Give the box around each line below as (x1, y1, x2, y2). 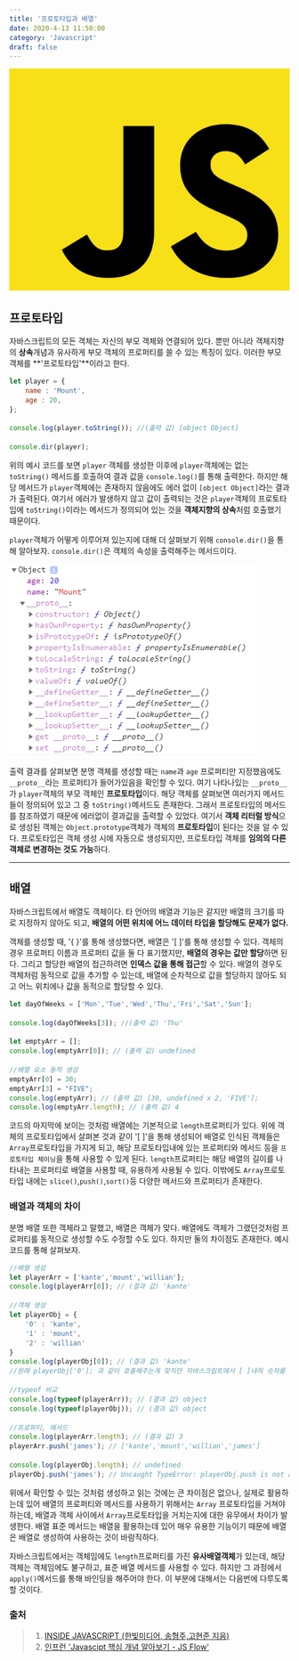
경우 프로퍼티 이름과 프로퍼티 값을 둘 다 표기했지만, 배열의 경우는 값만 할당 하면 (9, 947, 279, 957)
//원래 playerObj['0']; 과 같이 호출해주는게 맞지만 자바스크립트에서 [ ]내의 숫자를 (9, 1367, 286, 1376)
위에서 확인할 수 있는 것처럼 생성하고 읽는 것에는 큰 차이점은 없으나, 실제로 (9, 1487, 265, 1498)
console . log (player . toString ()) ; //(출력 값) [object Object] (9, 424, 239, 433)
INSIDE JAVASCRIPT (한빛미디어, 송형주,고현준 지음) (44, 1631, 230, 1641)
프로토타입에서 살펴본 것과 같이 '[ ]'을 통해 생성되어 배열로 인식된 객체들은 (25, 1131, 280, 1142)
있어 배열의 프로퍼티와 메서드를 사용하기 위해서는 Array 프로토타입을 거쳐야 (25, 1498, 287, 1509)
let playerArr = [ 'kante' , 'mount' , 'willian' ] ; (9, 1273, 185, 1282)
